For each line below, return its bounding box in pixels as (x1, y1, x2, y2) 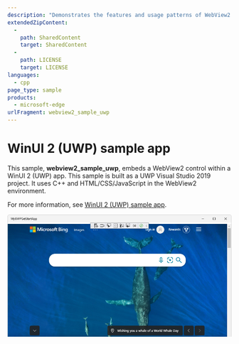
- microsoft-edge (14, 102, 65, 109)
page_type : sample (7, 86, 62, 94)
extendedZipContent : (7, 18, 69, 26)
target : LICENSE (20, 64, 69, 71)
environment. (7, 186, 46, 195)
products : (7, 94, 37, 101)
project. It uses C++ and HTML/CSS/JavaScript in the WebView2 (7, 178, 197, 188)
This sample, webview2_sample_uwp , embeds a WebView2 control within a (7, 163, 231, 172)
